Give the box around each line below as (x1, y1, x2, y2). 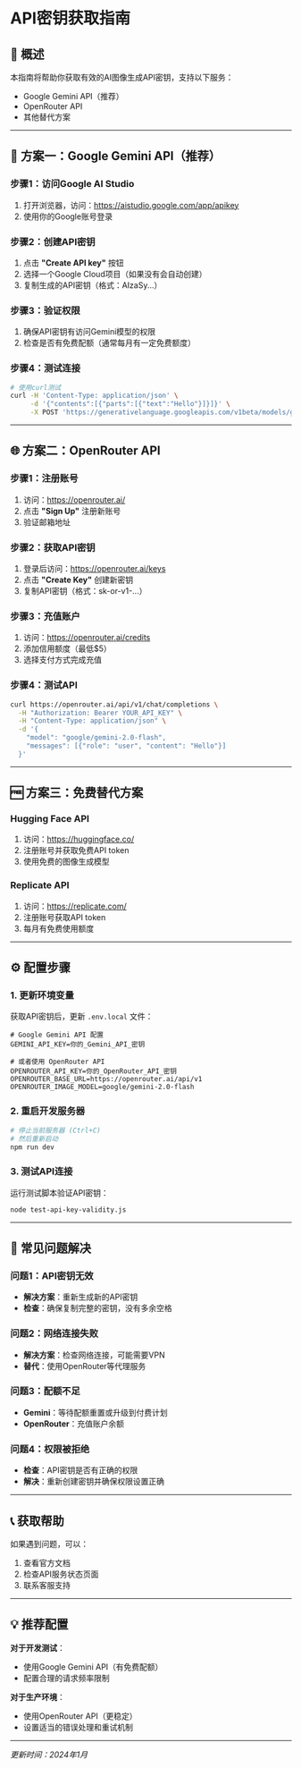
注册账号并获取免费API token (22, 845, 130, 856)
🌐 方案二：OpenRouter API (10, 444, 161, 459)
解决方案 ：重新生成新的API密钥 (22, 1291, 138, 1302)
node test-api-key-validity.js (10, 1205, 127, 1214)
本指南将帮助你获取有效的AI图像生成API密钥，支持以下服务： (10, 72, 234, 82)
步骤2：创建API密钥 (10, 235, 96, 248)
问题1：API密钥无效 (10, 1269, 94, 1282)
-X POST (29, 408, 59, 417)
